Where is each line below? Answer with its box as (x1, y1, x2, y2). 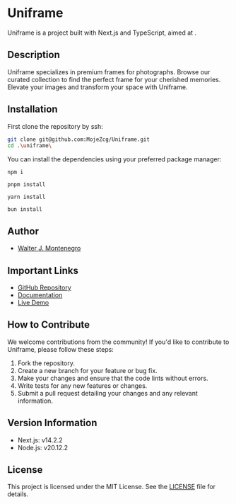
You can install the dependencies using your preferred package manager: (7, 155, 222, 164)
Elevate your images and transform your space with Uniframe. (7, 83, 188, 91)
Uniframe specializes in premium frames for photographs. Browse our (7, 67, 211, 76)
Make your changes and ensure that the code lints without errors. (17, 374, 208, 382)
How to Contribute (7, 319, 90, 331)
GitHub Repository (17, 283, 72, 292)
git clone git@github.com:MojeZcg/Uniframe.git (7, 136, 151, 143)
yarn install (7, 193, 46, 201)
